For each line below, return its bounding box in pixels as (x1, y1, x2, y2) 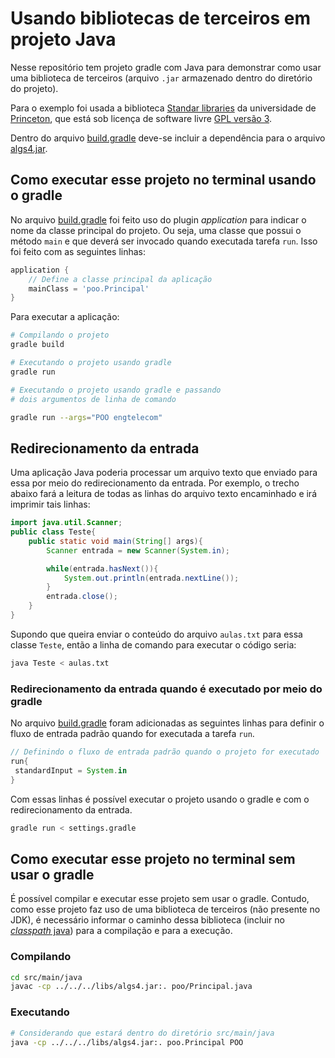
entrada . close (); (46, 592, 118, 602)
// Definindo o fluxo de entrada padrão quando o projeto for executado (10, 747, 320, 757)
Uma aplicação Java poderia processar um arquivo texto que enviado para (10, 467, 318, 479)
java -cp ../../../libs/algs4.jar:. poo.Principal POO (10, 1037, 244, 1047)
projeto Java (10, 28, 117, 51)
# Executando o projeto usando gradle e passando (10, 385, 222, 395)
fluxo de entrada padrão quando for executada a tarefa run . (10, 728, 255, 740)
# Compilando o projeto (10, 330, 110, 341)
